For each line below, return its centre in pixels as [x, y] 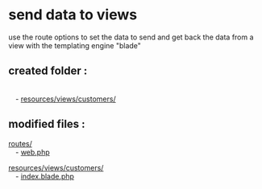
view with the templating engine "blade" [75, 45]
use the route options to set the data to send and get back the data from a [131, 37]
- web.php [33, 152]
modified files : [47, 124]
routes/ [20, 143]
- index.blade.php [45, 176]
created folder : [48, 71]
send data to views [73, 15]
